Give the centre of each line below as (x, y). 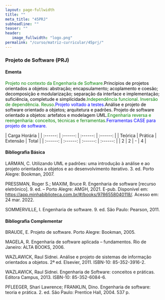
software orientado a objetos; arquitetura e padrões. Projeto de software (80, 110)
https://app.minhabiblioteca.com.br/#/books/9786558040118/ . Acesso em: (82, 195)
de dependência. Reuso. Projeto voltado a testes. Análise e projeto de (76, 104)
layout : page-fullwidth (30, 10)
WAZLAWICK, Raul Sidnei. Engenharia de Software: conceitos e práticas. (80, 272)
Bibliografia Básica (25, 152)
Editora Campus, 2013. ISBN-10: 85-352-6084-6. (56, 277)
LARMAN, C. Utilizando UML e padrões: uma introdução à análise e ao (77, 164)
